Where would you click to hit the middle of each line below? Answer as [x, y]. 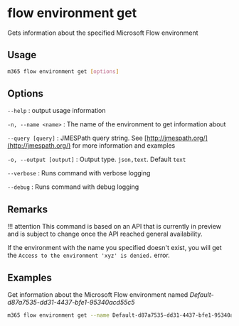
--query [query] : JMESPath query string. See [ [77, 138]
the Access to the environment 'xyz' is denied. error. [89, 255]
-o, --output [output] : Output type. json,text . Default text [97, 159]
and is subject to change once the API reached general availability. [105, 234]
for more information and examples [124, 146]
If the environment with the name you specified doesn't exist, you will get [115, 248]
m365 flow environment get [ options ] [63, 71]
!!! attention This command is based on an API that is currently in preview [115, 227]
